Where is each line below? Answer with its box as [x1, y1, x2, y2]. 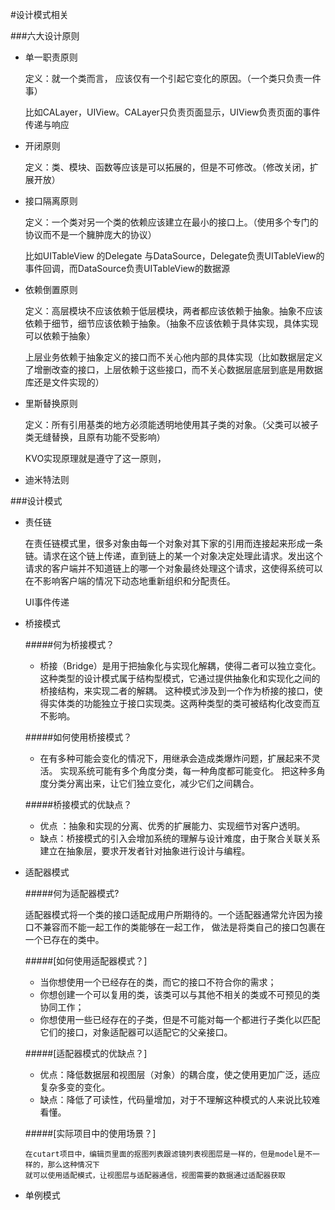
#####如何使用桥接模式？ [24, 731, 133, 743]
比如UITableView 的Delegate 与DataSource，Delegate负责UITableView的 [24, 250, 325, 262]
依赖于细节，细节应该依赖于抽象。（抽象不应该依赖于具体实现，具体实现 [24, 318, 319, 329]
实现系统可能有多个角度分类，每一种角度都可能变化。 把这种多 [59, 765, 317, 777]
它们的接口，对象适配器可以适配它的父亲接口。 [39, 1026, 233, 1038]
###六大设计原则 [10, 30, 80, 42]
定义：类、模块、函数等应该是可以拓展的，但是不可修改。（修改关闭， [24, 161, 310, 173]
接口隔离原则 [24, 195, 78, 207]
